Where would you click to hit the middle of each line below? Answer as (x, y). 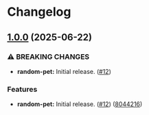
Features (22, 89)
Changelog (39, 12)
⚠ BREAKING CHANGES (48, 57)
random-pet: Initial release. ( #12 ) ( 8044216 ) (80, 104)
